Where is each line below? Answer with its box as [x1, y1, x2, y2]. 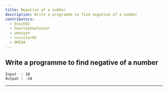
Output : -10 [5, 76, 32, 81]
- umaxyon [9, 30, 30, 35]
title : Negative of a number [5, 7, 66, 12]
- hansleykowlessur [9, 26, 50, 31]
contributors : [5, 16, 35, 21]
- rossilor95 [9, 35, 37, 40]
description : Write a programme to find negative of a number [5, 12, 137, 17]
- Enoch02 [9, 21, 30, 26]
